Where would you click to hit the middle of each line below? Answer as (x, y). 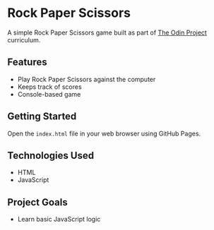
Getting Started (42, 117)
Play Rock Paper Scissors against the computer (87, 79)
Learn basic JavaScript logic (59, 219)
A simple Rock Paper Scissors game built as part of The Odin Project (107, 32)
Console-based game (49, 94)
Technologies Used (50, 156)
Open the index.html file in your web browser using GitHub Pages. (104, 133)
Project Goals (38, 202)
